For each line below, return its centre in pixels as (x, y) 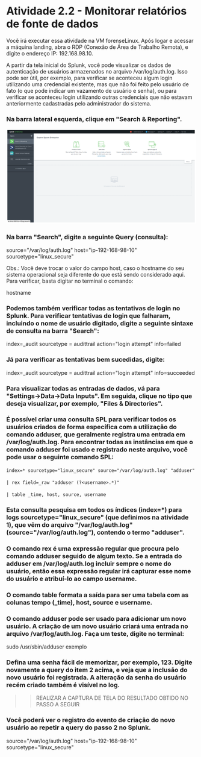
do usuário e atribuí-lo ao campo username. (72, 579)
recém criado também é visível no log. (63, 685)
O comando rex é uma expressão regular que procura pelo (93, 548)
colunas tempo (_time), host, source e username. (79, 602)
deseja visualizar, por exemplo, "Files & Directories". (85, 403)
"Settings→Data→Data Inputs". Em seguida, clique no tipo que (99, 396)
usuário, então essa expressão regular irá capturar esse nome (99, 571)
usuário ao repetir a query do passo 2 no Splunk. (79, 727)
